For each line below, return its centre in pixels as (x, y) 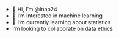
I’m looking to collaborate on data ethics (62, 28)
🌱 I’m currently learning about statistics (61, 22)
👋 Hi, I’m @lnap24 (34, 9)
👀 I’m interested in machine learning (57, 16)
